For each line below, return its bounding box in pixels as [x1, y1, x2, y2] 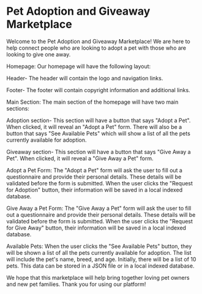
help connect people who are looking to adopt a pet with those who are [6, 44, 187, 52]
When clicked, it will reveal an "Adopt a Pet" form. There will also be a [6, 123, 182, 130]
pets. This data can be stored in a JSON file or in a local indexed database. [6, 262, 195, 269]
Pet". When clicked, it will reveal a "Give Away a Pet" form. [6, 155, 154, 162]
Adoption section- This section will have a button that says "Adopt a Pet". [6, 117, 191, 124]
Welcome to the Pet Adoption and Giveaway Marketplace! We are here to [6, 37, 191, 45]
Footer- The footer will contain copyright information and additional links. [6, 86, 191, 93]
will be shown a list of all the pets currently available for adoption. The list [6, 249, 192, 256]
